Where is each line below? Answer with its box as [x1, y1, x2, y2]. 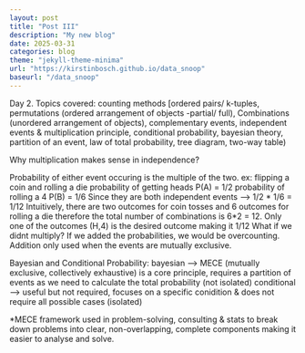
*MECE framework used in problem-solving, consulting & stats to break [9, 314, 279, 325]
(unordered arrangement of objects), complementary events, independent [9, 117, 288, 128]
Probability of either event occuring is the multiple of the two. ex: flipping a [9, 171, 290, 182]
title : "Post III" [9, 22, 79, 31]
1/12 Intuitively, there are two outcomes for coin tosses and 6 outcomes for [9, 201, 290, 212]
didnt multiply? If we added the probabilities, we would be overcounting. [9, 230, 280, 241]
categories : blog [9, 47, 76, 57]
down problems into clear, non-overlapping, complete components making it [9, 323, 297, 334]
